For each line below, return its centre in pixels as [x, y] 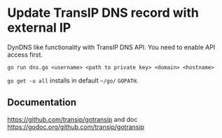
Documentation [42, 103]
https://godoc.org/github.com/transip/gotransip [76, 127]
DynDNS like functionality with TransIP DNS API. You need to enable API [111, 47]
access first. [25, 55]
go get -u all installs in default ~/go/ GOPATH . [73, 80]
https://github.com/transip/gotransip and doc [72, 119]
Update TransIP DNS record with [103, 13]
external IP [39, 28]
